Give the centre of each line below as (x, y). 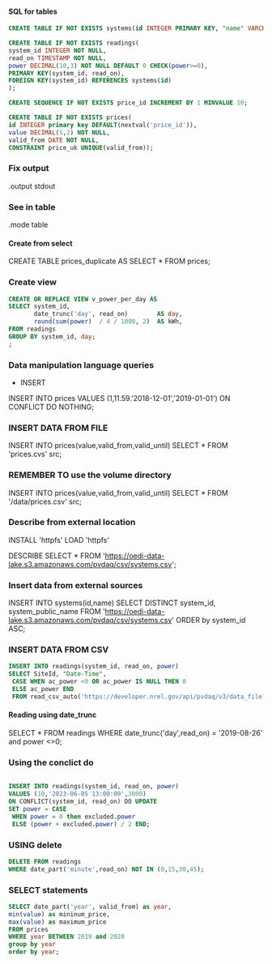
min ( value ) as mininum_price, (59, 914)
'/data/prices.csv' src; (45, 501)
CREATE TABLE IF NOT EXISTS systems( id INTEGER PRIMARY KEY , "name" (126, 28)
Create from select (40, 243)
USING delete (35, 845)
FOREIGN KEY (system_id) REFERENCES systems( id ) (90, 81)
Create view (32, 282)
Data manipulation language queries (81, 365)
